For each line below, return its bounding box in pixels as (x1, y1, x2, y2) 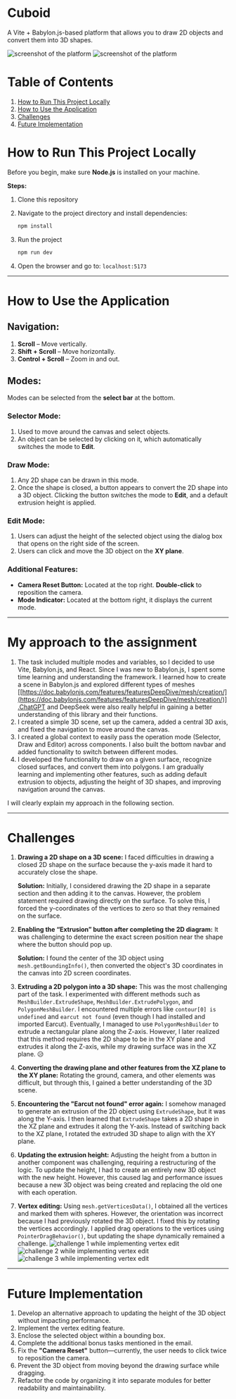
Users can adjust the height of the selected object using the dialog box (17, 532, 223, 541)
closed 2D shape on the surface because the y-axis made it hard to (17, 861, 213, 869)
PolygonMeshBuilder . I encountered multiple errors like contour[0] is (17, 1005, 216, 1013)
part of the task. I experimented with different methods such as (17, 990, 200, 999)
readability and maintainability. (17, 1383, 107, 1393)
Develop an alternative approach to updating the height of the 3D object (17, 1309, 226, 1317)
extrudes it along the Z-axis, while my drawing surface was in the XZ (17, 1042, 216, 1051)
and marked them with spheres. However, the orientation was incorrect (17, 1209, 223, 1218)
